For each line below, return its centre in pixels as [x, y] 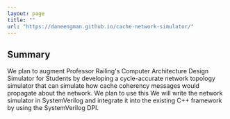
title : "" [22, 20]
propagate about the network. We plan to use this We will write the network [115, 93]
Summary [29, 54]
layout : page [26, 13]
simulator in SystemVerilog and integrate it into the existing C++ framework [115, 100]
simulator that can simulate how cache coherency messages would [104, 86]
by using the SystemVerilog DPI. [53, 108]
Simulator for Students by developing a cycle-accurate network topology [111, 79]
